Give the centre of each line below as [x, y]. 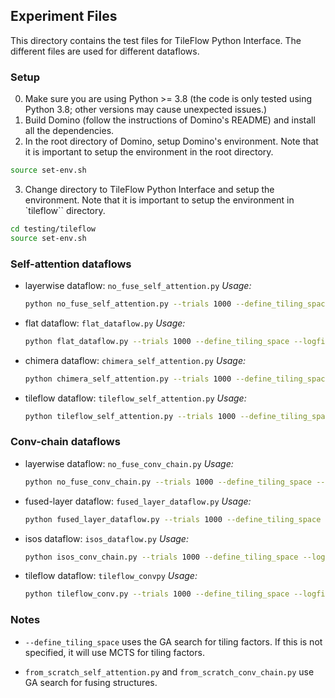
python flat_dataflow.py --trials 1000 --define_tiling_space [157, 341]
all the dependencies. [69, 131]
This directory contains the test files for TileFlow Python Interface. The [156, 40]
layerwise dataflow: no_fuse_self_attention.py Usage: [138, 286]
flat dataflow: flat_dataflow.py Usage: [105, 323]
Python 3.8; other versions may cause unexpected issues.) [146, 110]
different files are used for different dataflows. [105, 51]
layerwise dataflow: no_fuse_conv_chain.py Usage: [129, 463]
